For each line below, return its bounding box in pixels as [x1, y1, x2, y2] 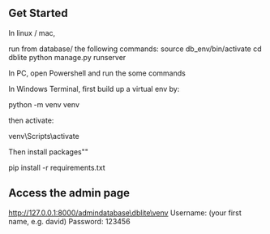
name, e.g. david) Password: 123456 [8, 216, 131, 226]
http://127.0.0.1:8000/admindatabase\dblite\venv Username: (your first [8, 207, 242, 218]
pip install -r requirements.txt [8, 162, 105, 172]
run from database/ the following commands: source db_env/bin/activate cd [8, 44, 262, 54]
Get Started [8, 6, 68, 20]
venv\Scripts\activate [8, 131, 79, 141]
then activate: [8, 115, 54, 125]
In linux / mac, [8, 28, 56, 37]
